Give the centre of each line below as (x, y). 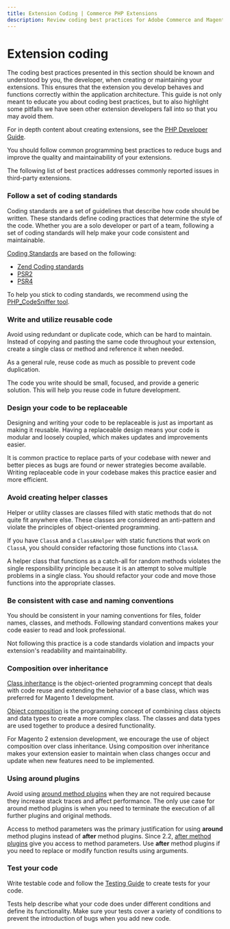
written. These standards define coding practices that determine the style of (115, 218)
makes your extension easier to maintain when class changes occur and (109, 753)
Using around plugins (43, 779)
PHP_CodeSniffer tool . (38, 302)
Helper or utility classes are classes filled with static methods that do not (110, 512)
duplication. (24, 370)
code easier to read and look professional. (67, 630)
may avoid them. (30, 117)
